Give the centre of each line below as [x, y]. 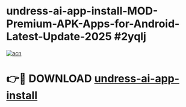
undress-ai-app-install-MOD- [82, 11]
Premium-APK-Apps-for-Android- [93, 24]
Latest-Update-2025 [59, 37]
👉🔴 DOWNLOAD [49, 79]
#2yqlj [130, 37]
